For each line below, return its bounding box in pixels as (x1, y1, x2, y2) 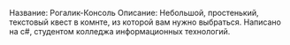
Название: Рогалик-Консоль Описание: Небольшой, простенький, (9, 8, 259, 18)
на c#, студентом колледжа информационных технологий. (9, 26, 231, 36)
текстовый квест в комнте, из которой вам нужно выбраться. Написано (9, 17, 281, 27)
